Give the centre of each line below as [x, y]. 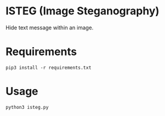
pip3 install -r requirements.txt [49, 68]
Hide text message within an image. [50, 28]
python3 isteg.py [27, 107]
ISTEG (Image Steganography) [82, 11]
